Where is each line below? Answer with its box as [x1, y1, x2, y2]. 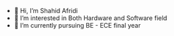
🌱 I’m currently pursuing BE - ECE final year [13, 21, 141, 29]
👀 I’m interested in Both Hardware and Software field [13, 14, 168, 22]
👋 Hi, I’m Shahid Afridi [13, 7, 78, 15]
